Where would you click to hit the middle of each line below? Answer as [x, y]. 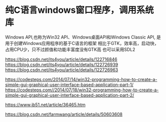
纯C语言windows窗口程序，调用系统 [80, 10]
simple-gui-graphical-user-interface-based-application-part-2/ [70, 95]
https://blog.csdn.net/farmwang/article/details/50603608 [64, 114]
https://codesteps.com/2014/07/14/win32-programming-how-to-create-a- [81, 79]
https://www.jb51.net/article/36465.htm [45, 105]
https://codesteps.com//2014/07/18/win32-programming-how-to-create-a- [82, 90]
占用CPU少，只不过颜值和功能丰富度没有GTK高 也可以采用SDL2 [70, 49]
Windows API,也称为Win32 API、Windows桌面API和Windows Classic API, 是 [83, 37]
